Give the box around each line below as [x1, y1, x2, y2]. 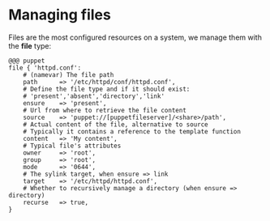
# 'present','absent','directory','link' [23, 91, 165, 100]
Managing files [8, 6, 111, 24]
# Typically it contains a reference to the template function [23, 127, 242, 135]
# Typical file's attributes [23, 142, 122, 150]
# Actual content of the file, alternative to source [23, 120, 208, 129]
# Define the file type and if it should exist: [23, 85, 191, 93]
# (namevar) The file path [23, 70, 114, 79]
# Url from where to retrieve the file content [23, 106, 186, 114]
